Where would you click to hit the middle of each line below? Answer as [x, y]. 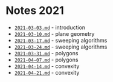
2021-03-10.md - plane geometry [54, 33]
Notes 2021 [35, 11]
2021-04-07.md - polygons [46, 60]
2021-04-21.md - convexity [47, 72]
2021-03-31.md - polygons [46, 53]
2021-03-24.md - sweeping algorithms [61, 47]
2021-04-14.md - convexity [47, 66]
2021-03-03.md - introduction [50, 27]
